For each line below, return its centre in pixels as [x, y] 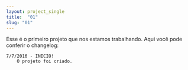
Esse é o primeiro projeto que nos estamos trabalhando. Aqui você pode [94, 39]
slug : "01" [20, 22]
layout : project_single [35, 11]
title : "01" [22, 17]
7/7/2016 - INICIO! [30, 56]
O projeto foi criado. [45, 61]
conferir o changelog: [33, 45]
